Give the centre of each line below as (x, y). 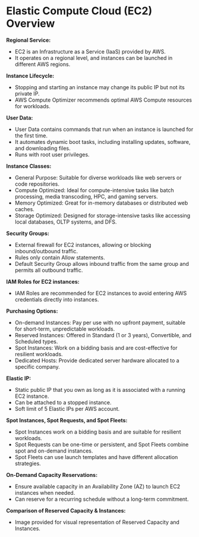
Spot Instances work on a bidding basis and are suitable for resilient (98, 432)
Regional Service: (29, 40)
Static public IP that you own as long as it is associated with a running (100, 390)
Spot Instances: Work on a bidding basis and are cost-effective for (96, 348)
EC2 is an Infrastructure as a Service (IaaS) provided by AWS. (90, 51)
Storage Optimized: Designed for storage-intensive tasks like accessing (102, 215)
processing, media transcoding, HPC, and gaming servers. (86, 196)
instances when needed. (45, 492)
